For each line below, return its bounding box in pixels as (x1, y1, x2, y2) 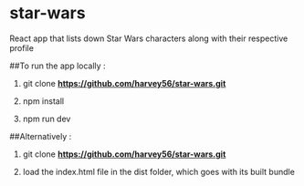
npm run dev (22, 113, 71, 124)
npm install (22, 95, 65, 107)
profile (9, 42, 35, 53)
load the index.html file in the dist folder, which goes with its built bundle (22, 166, 295, 177)
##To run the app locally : (9, 60, 107, 71)
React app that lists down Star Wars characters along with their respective (9, 33, 288, 44)
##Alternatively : (9, 130, 72, 141)
